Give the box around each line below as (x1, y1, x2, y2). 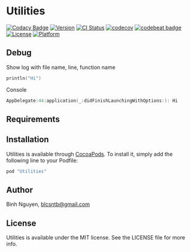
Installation (6, 135, 49, 145)
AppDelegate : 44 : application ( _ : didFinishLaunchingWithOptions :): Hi (6, 98, 178, 104)
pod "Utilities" (6, 168, 47, 174)
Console (6, 86, 27, 93)
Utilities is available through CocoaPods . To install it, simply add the (6, 150, 173, 157)
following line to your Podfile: (6, 157, 78, 164)
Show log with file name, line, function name (6, 63, 116, 71)
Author (6, 184, 33, 195)
